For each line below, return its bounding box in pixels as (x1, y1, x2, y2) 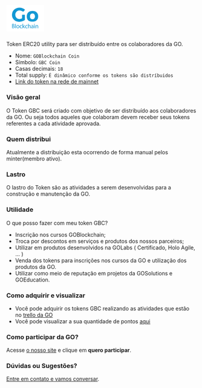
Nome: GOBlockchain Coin (15, 52, 80, 59)
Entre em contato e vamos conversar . (6, 375, 100, 383)
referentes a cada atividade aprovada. (6, 120, 101, 127)
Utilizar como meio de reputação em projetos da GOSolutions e (15, 269, 173, 277)
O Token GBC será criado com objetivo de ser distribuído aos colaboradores (6, 107, 197, 114)
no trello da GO (15, 311, 53, 318)
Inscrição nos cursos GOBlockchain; (15, 231, 106, 238)
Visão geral (6, 93, 41, 102)
